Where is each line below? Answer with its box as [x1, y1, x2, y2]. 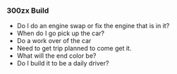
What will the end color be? [16, 51, 97, 60]
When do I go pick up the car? [16, 29, 105, 37]
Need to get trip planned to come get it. [16, 44, 132, 53]
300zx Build [6, 6, 49, 16]
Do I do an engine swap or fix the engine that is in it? [16, 22, 170, 30]
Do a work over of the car [16, 37, 92, 45]
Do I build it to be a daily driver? [16, 59, 109, 68]
